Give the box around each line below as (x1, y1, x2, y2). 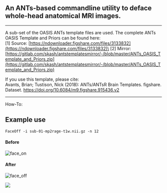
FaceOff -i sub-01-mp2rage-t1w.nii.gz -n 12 (5, 129, 99, 134)
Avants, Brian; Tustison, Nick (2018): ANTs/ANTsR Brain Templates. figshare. (5, 82, 162, 88)
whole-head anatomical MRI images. (5, 12, 121, 20)
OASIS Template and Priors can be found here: (5, 35, 101, 41)
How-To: (5, 101, 23, 107)
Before (5, 139, 20, 145)
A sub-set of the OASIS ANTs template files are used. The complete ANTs (5, 29, 156, 35)
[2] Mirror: (110, 45, 131, 51)
